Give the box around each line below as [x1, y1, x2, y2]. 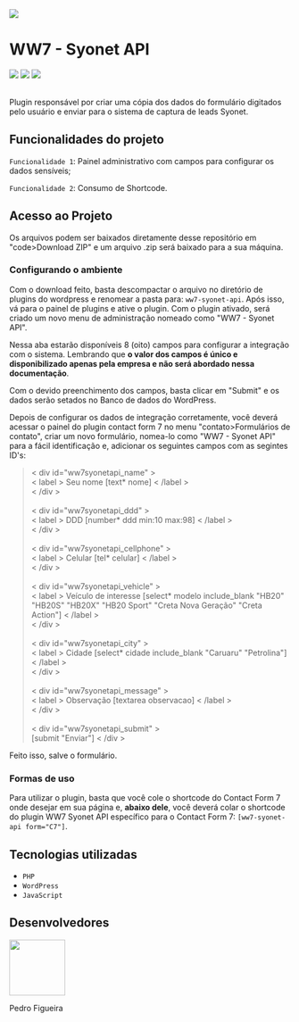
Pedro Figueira [9, 1002, 64, 1013]
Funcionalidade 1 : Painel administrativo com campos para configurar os [9, 155, 275, 166]
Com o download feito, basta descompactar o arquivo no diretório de [9, 284, 263, 295]
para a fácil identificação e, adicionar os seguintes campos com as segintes [9, 440, 288, 451]
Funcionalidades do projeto [9, 132, 165, 147]
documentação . [9, 368, 70, 378]
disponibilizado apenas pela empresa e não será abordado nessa [9, 358, 255, 369]
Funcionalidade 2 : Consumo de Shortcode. [9, 182, 168, 193]
